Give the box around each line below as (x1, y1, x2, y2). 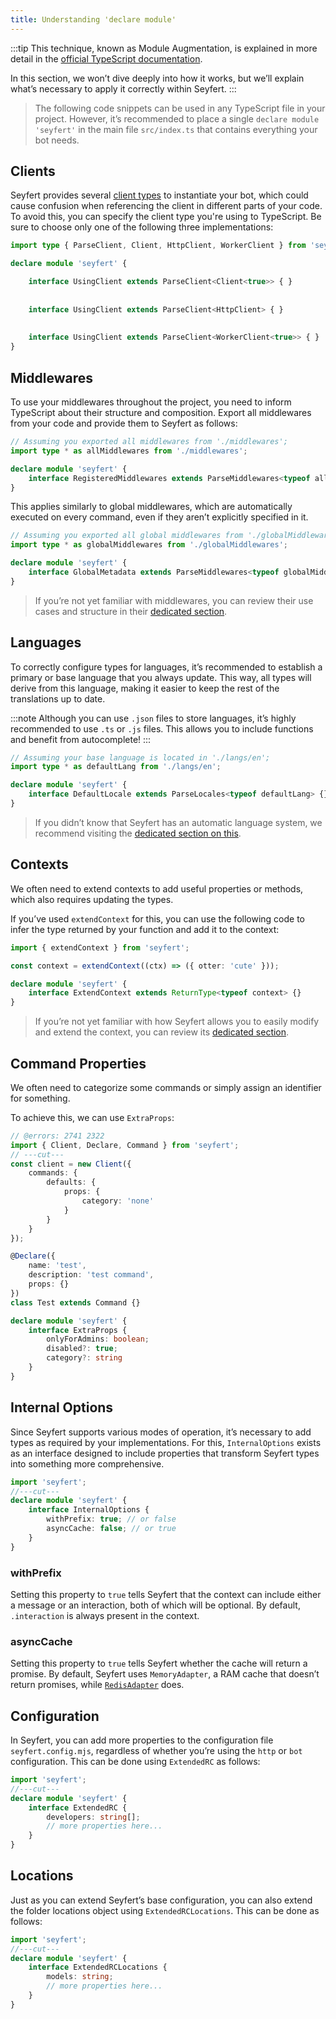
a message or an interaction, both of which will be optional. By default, (10, 1599, 301, 1611)
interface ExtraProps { (28, 1325, 128, 1335)
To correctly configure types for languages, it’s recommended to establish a (10, 661, 323, 673)
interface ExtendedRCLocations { (28, 1962, 168, 1973)
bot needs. (34, 134, 80, 146)
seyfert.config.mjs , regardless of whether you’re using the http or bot (10, 1745, 303, 1757)
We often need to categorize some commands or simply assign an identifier (10, 1081, 322, 1093)
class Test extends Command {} (10, 1297, 141, 1308)
